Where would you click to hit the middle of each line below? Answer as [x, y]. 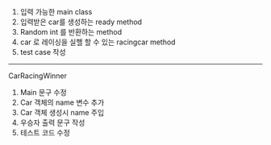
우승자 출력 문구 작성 [52, 122]
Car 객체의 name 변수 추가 [62, 102]
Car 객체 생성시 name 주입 [62, 112]
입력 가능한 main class [56, 12]
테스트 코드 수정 [45, 133]
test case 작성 [43, 52]
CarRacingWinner [38, 76]
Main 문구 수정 [43, 92]
